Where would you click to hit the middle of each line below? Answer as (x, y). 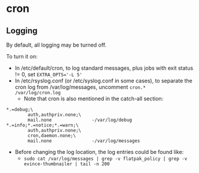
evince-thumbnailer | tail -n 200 (67, 164)
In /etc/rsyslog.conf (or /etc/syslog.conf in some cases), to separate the (103, 81)
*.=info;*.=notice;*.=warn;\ (42, 125)
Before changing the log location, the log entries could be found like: (99, 152)
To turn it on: (22, 56)
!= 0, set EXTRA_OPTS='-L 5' (48, 74)
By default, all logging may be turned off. (56, 45)
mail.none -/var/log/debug (80, 120)
